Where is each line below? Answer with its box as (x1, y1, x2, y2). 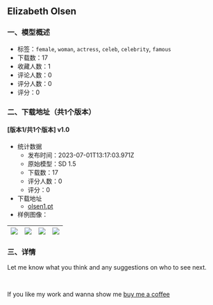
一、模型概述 (7, 28, 51, 37)
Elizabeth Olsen (7, 6, 77, 17)
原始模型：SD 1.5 (27, 159, 76, 168)
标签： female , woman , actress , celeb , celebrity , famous (17, 44, 171, 53)
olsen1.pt (27, 202, 53, 210)
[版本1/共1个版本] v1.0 (7, 125, 70, 134)
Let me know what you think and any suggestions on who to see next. (7, 263, 207, 272)
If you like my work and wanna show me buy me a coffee (7, 290, 170, 299)
